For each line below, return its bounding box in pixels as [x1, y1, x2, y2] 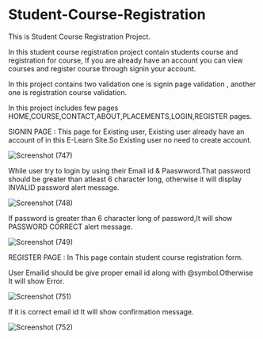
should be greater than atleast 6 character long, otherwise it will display [8, 174, 242, 184]
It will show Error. [8, 276, 65, 286]
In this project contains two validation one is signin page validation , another [8, 79, 256, 89]
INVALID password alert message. [8, 182, 120, 192]
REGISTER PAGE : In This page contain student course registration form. [8, 252, 243, 262]
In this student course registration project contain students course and [8, 47, 238, 56]
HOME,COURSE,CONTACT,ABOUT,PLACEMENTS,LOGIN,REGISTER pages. [8, 111, 252, 120]
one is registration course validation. [8, 87, 128, 97]
